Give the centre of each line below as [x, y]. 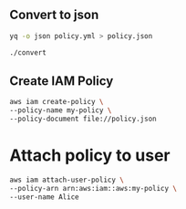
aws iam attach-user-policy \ [67, 180]
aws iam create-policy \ [57, 102]
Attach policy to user [90, 156]
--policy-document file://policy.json [83, 119]
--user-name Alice [44, 197]
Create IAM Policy [62, 81]
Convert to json [54, 15]
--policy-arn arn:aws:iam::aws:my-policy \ [93, 188]
